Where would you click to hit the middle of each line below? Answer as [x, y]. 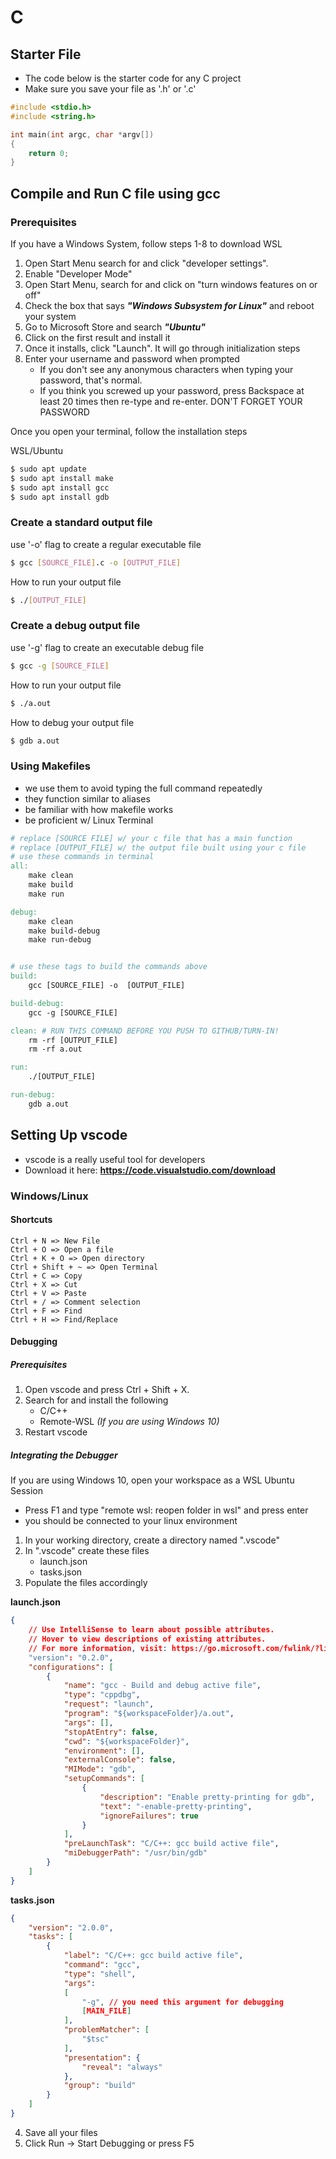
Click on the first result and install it [97, 337]
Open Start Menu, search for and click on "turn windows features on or [171, 284]
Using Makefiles [50, 766]
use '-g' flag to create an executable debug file [107, 647]
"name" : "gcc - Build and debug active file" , [162, 1686]
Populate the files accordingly [86, 1583]
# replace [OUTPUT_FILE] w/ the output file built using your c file [158, 847]
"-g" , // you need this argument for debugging [182, 2002]
